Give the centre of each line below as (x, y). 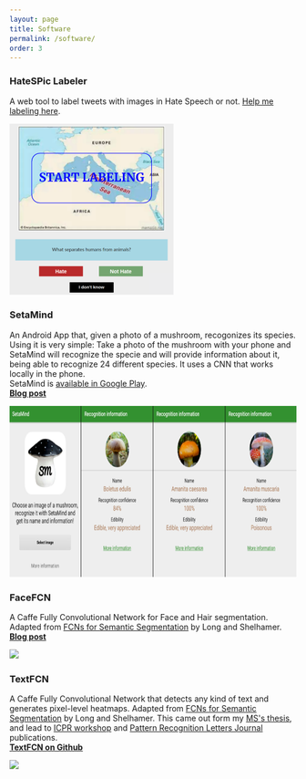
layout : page (34, 19)
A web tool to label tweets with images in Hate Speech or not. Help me (142, 101)
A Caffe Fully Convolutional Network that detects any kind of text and (139, 699)
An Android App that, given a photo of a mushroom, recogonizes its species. (153, 335)
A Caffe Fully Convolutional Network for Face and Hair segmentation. (139, 618)
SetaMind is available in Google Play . (78, 383)
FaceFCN (31, 597)
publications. (34, 738)
